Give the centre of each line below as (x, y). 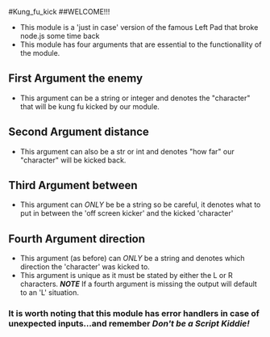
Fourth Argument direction (77, 239)
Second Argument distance (79, 132)
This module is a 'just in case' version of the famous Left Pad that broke (139, 27)
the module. (40, 53)
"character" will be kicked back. (73, 160)
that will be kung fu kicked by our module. (89, 106)
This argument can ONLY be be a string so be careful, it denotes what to (140, 204)
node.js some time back (60, 36)
